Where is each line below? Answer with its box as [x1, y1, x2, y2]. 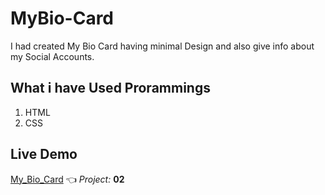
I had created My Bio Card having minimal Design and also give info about [10, 40, 315, 52]
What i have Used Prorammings [10, 80, 211, 97]
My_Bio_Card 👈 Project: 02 [10, 173, 125, 185]
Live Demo [10, 146, 78, 163]
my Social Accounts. [10, 50, 95, 62]
